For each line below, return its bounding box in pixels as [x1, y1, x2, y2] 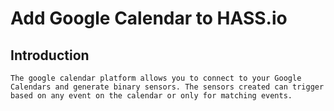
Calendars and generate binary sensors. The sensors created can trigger [10, 82, 325, 92]
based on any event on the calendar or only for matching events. [10, 91, 293, 101]
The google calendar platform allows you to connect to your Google [10, 73, 302, 83]
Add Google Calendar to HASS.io [10, 7, 288, 30]
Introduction [10, 47, 90, 64]
